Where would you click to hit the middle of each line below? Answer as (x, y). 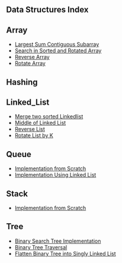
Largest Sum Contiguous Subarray (57, 45)
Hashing (22, 82)
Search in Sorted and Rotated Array (58, 51)
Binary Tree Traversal (41, 247)
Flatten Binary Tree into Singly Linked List (65, 253)
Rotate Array (30, 63)
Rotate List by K (34, 136)
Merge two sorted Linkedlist (49, 117)
